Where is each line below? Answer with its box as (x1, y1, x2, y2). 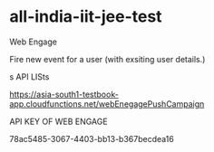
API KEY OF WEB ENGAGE (9, 116, 108, 127)
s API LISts (9, 71, 50, 82)
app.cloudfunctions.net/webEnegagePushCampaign (9, 98, 205, 109)
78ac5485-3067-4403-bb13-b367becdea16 (9, 133, 174, 144)
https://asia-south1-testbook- (9, 89, 120, 100)
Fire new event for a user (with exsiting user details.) (9, 53, 206, 64)
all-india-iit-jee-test (9, 6, 162, 27)
